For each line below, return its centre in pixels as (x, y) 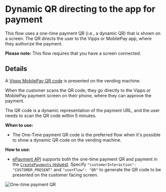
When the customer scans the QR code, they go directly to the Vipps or (78, 90)
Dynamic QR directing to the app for (80, 9)
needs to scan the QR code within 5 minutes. (51, 115)
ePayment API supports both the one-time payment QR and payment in (85, 159)
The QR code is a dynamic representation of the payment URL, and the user (83, 110)
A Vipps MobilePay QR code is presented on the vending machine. (73, 80)
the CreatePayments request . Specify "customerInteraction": (74, 164)
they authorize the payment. (34, 43)
